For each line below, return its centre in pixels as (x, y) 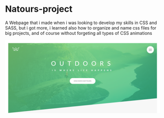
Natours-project (39, 9)
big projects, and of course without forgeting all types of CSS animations (79, 33)
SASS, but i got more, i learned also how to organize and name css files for (81, 28)
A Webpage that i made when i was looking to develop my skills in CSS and (81, 23)
